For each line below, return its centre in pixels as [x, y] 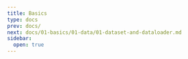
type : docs [23, 20]
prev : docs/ [24, 26]
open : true [29, 45]
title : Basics [27, 13]
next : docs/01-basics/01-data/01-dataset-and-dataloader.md [95, 32]
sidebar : [19, 39]
